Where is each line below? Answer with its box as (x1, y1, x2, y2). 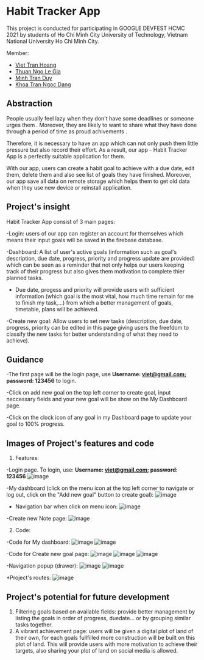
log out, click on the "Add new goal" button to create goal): (6, 491, 154, 499)
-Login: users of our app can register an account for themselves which (6, 229, 184, 237)
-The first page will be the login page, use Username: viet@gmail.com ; (6, 371, 187, 378)
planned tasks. (6, 274, 44, 281)
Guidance (6, 354, 44, 365)
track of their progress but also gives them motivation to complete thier (6, 267, 185, 275)
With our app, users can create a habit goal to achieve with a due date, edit (6, 164, 195, 172)
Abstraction (6, 98, 53, 109)
